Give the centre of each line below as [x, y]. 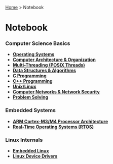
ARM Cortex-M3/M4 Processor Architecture [60, 121]
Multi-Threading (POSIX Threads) [49, 65]
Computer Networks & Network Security [56, 92]
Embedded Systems [30, 111]
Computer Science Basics [38, 43]
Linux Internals [24, 140]
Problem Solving [30, 97]
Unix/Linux [24, 87]
